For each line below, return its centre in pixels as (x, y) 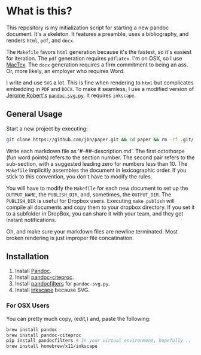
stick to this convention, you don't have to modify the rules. (79, 176)
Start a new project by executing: (47, 128)
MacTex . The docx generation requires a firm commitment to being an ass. (97, 65)
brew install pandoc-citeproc (44, 335)
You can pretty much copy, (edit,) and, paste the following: (78, 318)
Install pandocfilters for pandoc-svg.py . (63, 284)
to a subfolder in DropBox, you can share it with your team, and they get (95, 213)
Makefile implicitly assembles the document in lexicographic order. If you (96, 170)
